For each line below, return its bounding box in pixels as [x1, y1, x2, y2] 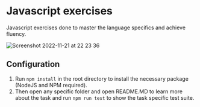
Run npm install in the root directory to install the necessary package [14, 75, 189, 82]
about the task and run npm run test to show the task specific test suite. [14, 94, 195, 101]
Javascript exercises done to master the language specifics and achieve [6, 24, 186, 31]
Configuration [6, 59, 60, 69]
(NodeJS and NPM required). [14, 81, 87, 88]
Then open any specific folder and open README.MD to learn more [14, 88, 183, 95]
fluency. [6, 30, 27, 37]
